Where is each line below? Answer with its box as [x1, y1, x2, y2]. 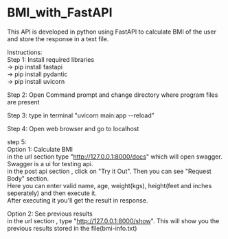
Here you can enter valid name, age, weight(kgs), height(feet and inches [7, 181, 212, 190]
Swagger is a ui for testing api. [7, 159, 93, 168]
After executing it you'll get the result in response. [7, 196, 148, 204]
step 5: [7, 137, 27, 146]
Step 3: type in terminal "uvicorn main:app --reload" [7, 111, 155, 119]
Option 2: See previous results [7, 209, 93, 218]
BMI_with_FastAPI [7, 5, 113, 21]
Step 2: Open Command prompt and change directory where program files [7, 91, 218, 99]
